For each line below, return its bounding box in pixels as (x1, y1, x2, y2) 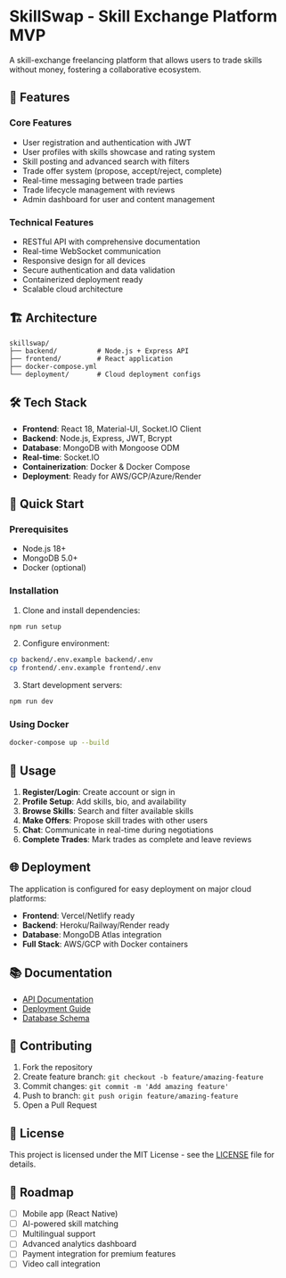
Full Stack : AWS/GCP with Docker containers (21, 938, 189, 949)
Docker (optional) (21, 562, 86, 573)
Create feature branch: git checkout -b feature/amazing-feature (21, 1071, 265, 1082)
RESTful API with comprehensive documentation (21, 236, 200, 247)
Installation (9, 585, 60, 597)
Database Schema (21, 1012, 90, 1023)
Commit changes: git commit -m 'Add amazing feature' (21, 1081, 229, 1092)
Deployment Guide (21, 1003, 92, 1013)
